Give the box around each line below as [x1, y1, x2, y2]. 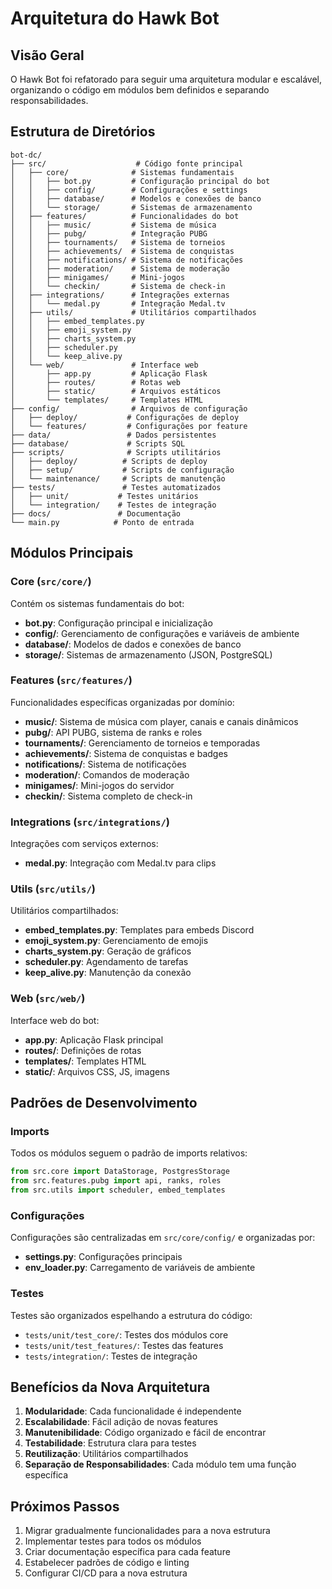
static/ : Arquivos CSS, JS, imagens [24, 1065, 170, 1077]
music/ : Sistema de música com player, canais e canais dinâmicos [24, 715, 299, 727]
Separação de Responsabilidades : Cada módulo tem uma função [24, 1458, 297, 1471]
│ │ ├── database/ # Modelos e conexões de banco [10, 193, 262, 204]
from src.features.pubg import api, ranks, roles [10, 1176, 222, 1186]
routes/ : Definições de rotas [24, 1044, 142, 1056]
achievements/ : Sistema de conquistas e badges [24, 747, 228, 759]
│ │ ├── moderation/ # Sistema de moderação [10, 263, 230, 274]
